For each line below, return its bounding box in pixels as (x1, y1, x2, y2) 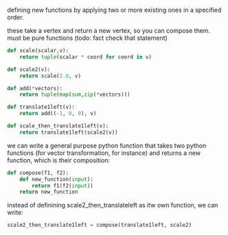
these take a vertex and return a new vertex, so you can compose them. (7, 27, 211, 34)
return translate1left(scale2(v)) (19, 129, 118, 136)
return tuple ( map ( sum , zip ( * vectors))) (19, 91, 130, 99)
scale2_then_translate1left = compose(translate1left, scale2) (7, 222, 192, 229)
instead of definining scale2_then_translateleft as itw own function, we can (7, 201, 218, 210)
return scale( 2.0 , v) (19, 72, 81, 79)
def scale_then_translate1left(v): (7, 123, 109, 130)
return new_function (19, 189, 78, 196)
